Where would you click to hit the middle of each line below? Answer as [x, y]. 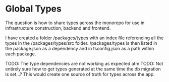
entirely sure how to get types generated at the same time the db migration [83, 69]
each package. [21, 54]
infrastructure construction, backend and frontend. [58, 28]
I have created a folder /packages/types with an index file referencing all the [84, 38]
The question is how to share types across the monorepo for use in [75, 23]
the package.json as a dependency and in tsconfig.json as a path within [80, 48]
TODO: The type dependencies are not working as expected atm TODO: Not [84, 63]
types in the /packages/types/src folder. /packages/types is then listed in [81, 43]
